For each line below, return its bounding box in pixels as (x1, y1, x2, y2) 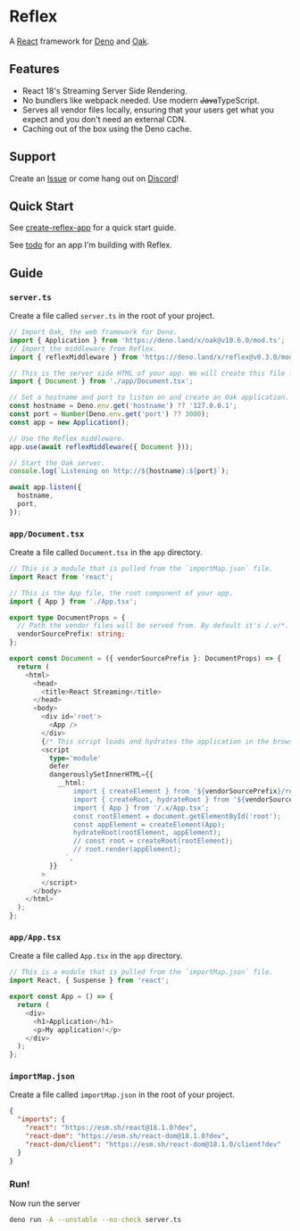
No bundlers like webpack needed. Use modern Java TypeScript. (21, 95, 260, 105)
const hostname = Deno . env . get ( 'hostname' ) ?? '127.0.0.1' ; (9, 402, 238, 411)
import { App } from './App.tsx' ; (9, 596, 138, 606)
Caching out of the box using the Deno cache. (21, 123, 192, 134)
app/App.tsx (9, 933, 62, 943)
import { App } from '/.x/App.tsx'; (72, 803, 210, 812)
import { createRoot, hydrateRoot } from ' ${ (72, 794, 246, 804)
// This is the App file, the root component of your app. (9, 588, 234, 597)
